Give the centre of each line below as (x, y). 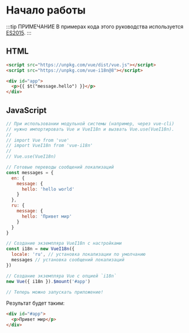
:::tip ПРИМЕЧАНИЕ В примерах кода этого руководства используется (95, 26)
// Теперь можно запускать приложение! (55, 292)
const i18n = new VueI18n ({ (41, 249)
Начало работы (46, 10)
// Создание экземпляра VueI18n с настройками (64, 244)
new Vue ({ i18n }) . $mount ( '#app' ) (48, 281)
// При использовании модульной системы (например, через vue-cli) (90, 124)
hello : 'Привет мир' (47, 216)
